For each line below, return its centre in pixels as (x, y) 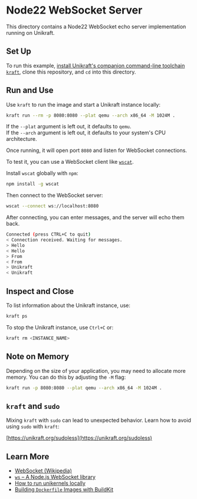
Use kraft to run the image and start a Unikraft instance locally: (83, 104)
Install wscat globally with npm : (42, 173)
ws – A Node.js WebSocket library (55, 477)
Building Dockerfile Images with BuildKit (64, 490)
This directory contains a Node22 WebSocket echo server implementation (96, 27)
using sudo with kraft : (33, 427)
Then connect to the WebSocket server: (55, 196)
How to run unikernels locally (50, 483)
